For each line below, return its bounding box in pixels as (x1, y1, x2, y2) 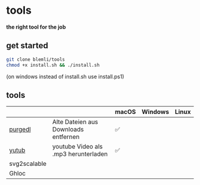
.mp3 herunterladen (52, 150, 108, 158)
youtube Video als (52, 143, 103, 151)
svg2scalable (9, 159, 46, 168)
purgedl (9, 125, 31, 134)
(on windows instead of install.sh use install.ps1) (6, 73, 124, 80)
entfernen (52, 132, 80, 141)
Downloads (52, 125, 85, 134)
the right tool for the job (6, 23, 66, 30)
